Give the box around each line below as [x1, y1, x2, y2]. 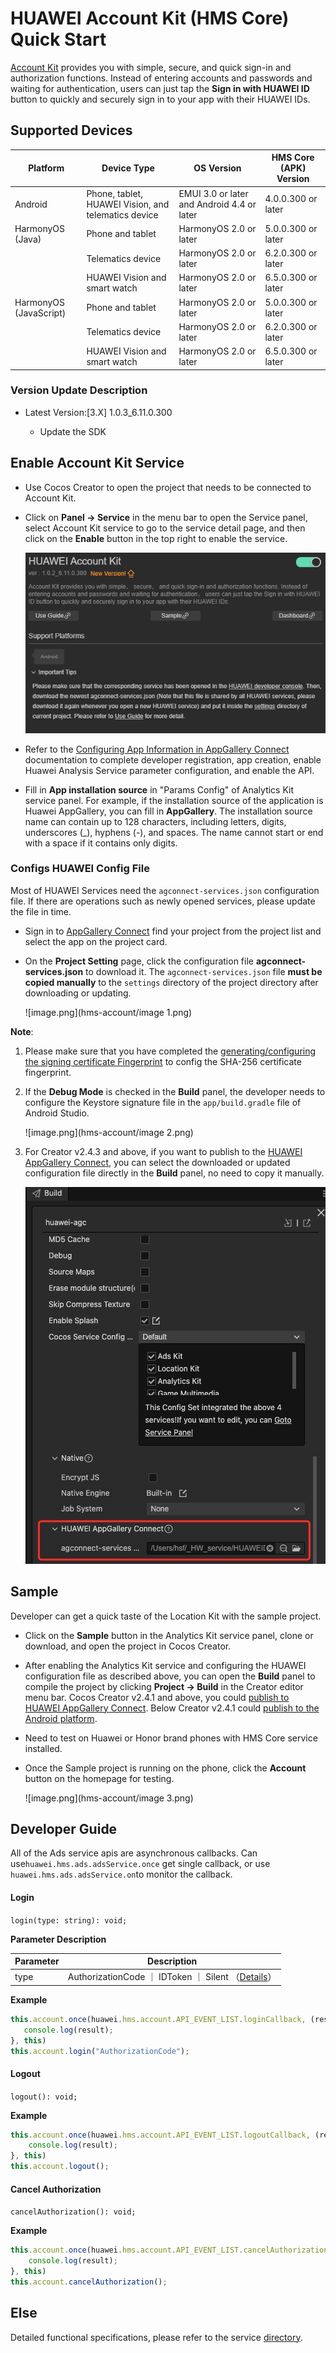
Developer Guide [10, 1821, 118, 1838]
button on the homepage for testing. [24, 1772, 175, 1784]
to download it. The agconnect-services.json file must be [85, 965, 323, 977]
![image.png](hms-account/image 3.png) [24, 1792, 194, 1804]
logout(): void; [10, 2092, 78, 2102]
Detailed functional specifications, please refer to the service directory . [10, 2331, 303, 2343]
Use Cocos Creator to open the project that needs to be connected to [24, 481, 312, 493]
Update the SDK [39, 425, 107, 437]
